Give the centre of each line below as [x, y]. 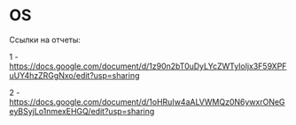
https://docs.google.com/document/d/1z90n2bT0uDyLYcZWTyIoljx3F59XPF [148, 66]
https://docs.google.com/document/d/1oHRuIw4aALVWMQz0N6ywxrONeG [147, 101]
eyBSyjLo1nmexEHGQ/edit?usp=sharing [82, 111]
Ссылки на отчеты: [45, 40]
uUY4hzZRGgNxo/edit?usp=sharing [74, 75]
